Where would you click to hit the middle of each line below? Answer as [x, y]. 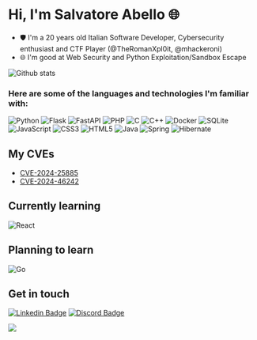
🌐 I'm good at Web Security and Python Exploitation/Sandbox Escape [133, 57]
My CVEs [32, 154]
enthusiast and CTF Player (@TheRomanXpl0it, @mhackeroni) [121, 48]
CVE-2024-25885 [49, 173]
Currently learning [55, 206]
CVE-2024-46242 [49, 181]
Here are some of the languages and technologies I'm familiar [128, 93]
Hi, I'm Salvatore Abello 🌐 [94, 15]
